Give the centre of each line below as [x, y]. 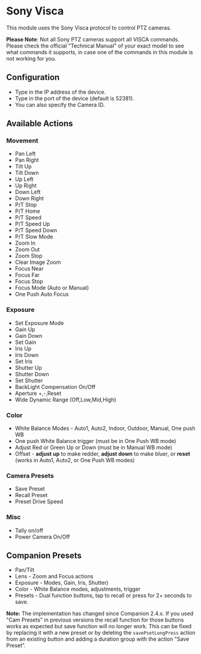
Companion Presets [44, 556]
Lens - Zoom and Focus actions [54, 576]
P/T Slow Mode [34, 237]
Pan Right [27, 160]
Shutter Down [32, 374]
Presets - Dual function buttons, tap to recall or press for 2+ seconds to [103, 596]
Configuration [33, 77]
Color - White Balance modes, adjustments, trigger [78, 589]
